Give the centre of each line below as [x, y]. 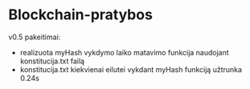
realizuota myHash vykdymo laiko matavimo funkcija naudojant [124, 52]
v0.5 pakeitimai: [35, 37]
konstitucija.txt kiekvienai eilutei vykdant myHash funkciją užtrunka [131, 69]
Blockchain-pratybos [80, 15]
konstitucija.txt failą [52, 61]
